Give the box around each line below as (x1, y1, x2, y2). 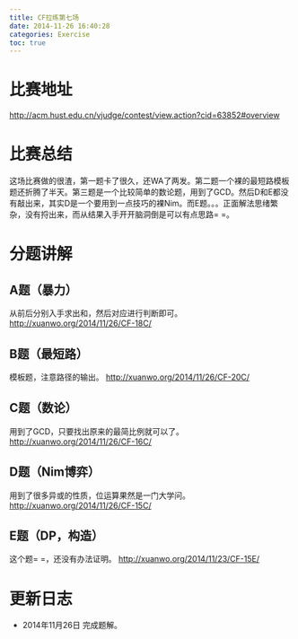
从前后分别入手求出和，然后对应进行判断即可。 (9, 308, 182, 319)
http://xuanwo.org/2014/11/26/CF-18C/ (9, 318, 153, 328)
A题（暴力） (9, 282, 78, 297)
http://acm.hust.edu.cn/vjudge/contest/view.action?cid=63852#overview (9, 109, 280, 121)
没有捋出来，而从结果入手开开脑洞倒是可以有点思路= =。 (24, 209, 235, 220)
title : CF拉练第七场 (9, 13, 79, 22)
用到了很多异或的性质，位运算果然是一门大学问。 (9, 490, 190, 501)
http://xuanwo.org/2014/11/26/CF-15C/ (9, 500, 152, 511)
